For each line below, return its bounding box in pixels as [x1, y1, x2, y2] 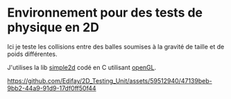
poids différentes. [7, 50, 58, 58]
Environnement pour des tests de [7, 5, 203, 21]
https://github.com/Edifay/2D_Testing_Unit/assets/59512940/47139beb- [7, 76, 213, 84]
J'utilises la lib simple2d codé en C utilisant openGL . [7, 63, 157, 71]
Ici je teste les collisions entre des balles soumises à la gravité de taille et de [7, 42, 225, 51]
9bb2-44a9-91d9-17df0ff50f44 [7, 84, 96, 92]
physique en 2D [7, 19, 99, 35]
